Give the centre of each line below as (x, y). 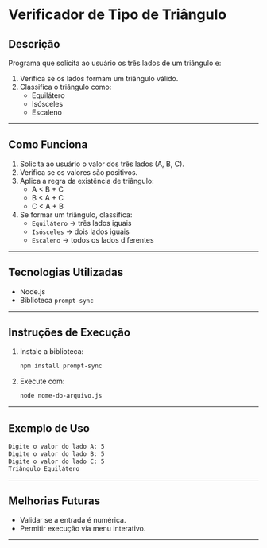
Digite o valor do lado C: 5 (56, 461)
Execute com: (42, 381)
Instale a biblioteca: (52, 352)
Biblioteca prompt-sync (56, 300)
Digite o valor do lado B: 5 (56, 454)
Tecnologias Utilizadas (66, 272)
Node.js (33, 291)
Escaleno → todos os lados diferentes (93, 239)
